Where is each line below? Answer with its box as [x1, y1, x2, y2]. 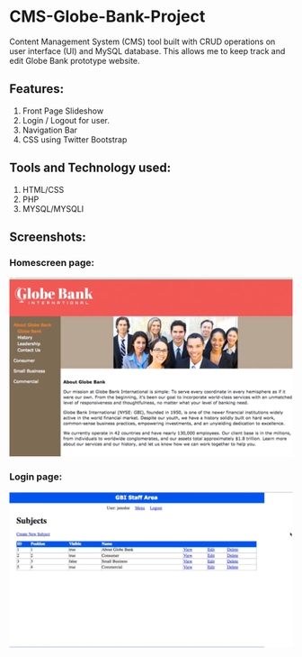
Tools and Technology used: [9, 160, 172, 176]
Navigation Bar [22, 124, 78, 135]
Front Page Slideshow [22, 105, 104, 116]
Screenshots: [9, 229, 87, 244]
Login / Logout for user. [22, 114, 110, 125]
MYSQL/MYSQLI [22, 203, 84, 214]
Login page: [9, 470, 63, 483]
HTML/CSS [22, 184, 65, 195]
